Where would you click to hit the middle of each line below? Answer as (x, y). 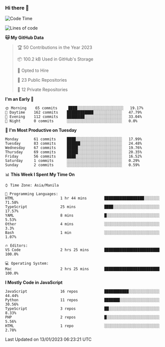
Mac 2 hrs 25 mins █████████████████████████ (82, 269)
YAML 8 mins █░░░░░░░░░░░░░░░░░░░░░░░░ (82, 216)
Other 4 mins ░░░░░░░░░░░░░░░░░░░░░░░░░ (82, 224)
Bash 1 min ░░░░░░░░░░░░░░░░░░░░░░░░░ (82, 233)
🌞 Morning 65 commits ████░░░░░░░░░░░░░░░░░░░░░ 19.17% (74, 108)
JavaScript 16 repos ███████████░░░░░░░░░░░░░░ (82, 292)
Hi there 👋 (17, 8)
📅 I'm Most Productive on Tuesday (41, 130)
